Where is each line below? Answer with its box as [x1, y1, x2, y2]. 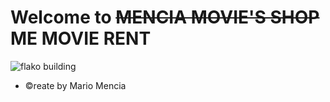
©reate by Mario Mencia [24, 79, 127, 91]
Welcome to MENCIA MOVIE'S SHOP [10, 6, 320, 29]
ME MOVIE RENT [10, 27, 152, 50]
